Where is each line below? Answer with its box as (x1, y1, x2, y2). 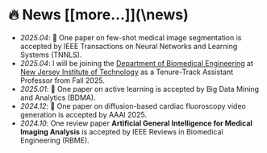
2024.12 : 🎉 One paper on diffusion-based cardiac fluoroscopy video (19, 101, 246, 110)
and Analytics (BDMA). (19, 93, 96, 102)
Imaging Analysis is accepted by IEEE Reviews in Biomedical (19, 126, 223, 136)
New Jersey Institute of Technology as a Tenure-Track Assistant (19, 67, 234, 76)
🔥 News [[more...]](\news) (8, 6, 190, 24)
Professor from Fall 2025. (19, 75, 105, 85)
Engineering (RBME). (19, 135, 90, 145)
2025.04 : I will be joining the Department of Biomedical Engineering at (19, 58, 254, 68)
